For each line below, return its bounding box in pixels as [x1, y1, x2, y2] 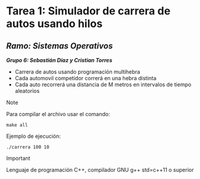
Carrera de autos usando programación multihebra [14, 68, 141, 75]
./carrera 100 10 [6, 144, 50, 150]
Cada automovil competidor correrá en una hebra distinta [14, 75, 157, 81]
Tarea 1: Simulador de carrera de [6, 4, 171, 18]
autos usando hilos [6, 17, 103, 31]
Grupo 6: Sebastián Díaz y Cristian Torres [6, 57, 113, 63]
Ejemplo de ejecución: [6, 133, 61, 139]
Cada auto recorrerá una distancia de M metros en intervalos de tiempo [14, 81, 192, 88]
